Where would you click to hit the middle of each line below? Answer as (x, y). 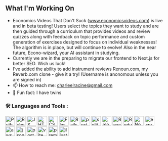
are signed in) (27, 79)
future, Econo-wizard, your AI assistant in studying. (66, 53)
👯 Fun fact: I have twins (37, 92)
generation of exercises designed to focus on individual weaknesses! (85, 42)
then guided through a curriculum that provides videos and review (81, 31)
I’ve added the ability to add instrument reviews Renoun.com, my (80, 69)
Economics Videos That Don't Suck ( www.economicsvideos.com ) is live (88, 20)
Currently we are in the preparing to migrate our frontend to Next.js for (86, 58)
